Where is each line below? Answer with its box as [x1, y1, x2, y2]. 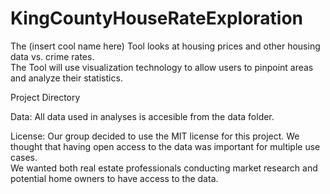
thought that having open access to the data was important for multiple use [10, 140, 321, 152]
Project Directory [10, 91, 81, 103]
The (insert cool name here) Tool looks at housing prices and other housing [10, 40, 321, 52]
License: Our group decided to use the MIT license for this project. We [10, 130, 300, 142]
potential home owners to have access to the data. [10, 172, 219, 184]
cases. [10, 151, 38, 163]
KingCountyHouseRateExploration [10, 7, 304, 30]
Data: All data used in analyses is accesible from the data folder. [10, 110, 275, 122]
